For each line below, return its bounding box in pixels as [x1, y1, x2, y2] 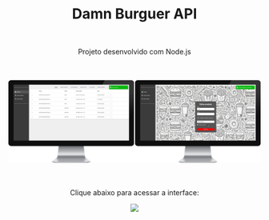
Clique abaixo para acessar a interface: [70, 188, 199, 198]
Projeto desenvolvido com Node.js [78, 46, 191, 56]
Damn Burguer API [71, 5, 198, 23]
